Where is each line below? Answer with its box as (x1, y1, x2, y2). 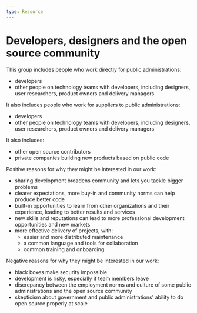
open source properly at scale (14, 299, 88, 307)
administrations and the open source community (14, 287, 132, 294)
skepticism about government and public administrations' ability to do (14, 294, 184, 301)
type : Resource (6, 8, 44, 15)
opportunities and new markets (14, 221, 91, 228)
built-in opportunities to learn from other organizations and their (14, 202, 170, 209)
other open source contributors (14, 148, 91, 155)
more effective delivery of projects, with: (14, 227, 113, 234)
